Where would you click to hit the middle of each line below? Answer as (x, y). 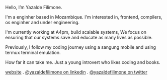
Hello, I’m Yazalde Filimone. (34, 7)
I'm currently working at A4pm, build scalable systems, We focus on (76, 32)
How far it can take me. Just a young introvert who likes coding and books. (83, 62)
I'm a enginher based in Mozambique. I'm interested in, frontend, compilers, (84, 17)
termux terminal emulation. (33, 53)
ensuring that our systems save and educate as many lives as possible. (79, 37)
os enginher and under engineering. (42, 22)
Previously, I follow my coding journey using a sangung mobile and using (81, 47)
